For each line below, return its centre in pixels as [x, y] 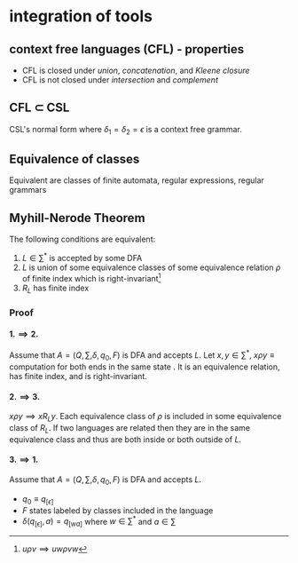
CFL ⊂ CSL [39, 108]
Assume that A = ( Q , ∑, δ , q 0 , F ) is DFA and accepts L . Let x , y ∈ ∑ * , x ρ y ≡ [142, 355]
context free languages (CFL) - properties [127, 49]
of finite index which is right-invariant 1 [91, 277]
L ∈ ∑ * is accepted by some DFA [82, 257]
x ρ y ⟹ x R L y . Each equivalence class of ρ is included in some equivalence [145, 417]
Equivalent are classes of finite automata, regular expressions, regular [137, 180]
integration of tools [81, 16]
